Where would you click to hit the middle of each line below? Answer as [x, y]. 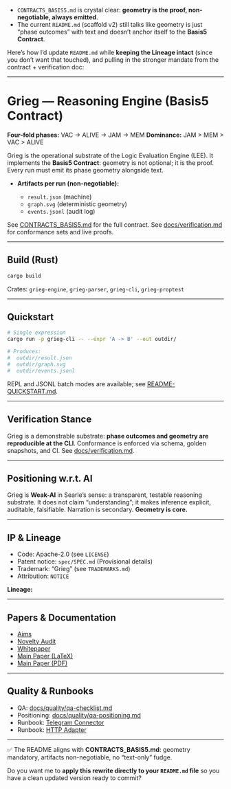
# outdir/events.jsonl [41, 370]
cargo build [24, 276]
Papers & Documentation [62, 618]
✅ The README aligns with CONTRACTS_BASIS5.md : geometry [99, 749]
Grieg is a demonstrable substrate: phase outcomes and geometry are [108, 436]
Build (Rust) [33, 260]
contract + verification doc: [46, 67]
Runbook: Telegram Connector [60, 722]
